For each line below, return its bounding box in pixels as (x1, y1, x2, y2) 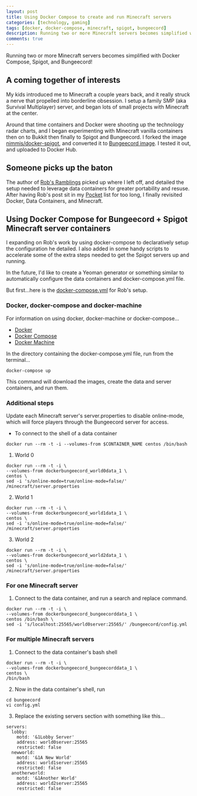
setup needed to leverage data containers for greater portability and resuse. (6, 184, 190, 192)
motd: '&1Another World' (16, 775, 77, 781)
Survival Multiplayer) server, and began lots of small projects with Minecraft (6, 103, 189, 110)
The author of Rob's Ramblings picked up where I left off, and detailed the (6, 179, 185, 186)
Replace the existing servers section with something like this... (14, 712, 165, 720)
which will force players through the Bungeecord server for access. (6, 418, 169, 426)
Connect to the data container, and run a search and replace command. (14, 595, 188, 602)
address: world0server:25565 (16, 739, 88, 745)
